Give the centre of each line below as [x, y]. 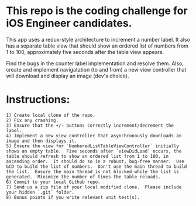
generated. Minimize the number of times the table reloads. [83, 177]
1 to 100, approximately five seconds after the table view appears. [85, 52]
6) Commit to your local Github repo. [53, 182]
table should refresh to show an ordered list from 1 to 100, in [87, 156]
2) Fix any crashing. [32, 120]
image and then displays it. [42, 141]
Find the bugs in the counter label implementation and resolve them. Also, [95, 63]
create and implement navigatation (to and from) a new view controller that [96, 69]
